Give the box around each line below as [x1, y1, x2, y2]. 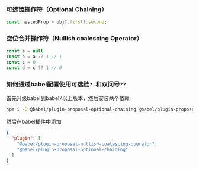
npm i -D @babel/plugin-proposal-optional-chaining [6, 107, 136, 112]
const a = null [6, 48, 44, 54]
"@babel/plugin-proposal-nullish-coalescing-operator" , [17, 141, 158, 147]
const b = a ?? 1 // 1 [6, 54, 62, 60]
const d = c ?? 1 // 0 [6, 65, 62, 71]
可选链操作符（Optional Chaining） [6, 5, 108, 13]
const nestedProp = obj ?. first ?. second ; [6, 19, 108, 25]
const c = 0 [6, 60, 36, 65]
